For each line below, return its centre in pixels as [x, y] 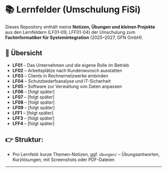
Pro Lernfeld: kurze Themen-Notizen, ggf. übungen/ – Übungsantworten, [86, 154]
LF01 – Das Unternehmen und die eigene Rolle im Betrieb [71, 65]
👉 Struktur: [24, 140]
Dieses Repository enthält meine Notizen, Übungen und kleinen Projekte [80, 27]
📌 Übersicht [24, 53]
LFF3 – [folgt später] [33, 118]
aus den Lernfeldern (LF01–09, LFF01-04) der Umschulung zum [70, 32]
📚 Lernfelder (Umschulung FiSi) [73, 10]
